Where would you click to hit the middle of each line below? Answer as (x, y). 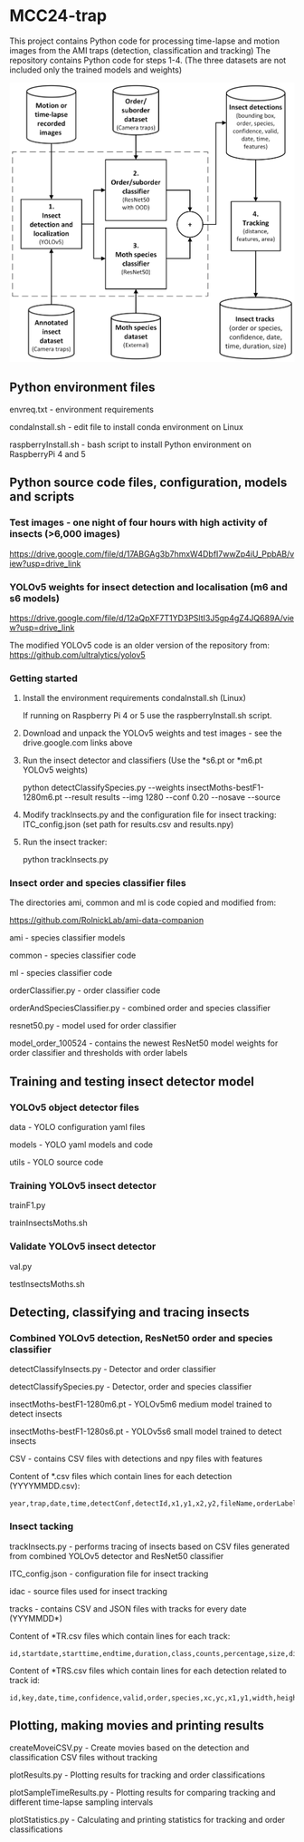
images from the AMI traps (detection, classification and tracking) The (140, 50)
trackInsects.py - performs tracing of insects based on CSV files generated (150, 1546)
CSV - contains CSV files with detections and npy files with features (136, 1459)
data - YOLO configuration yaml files (77, 1127)
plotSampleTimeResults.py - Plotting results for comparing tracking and (142, 1792)
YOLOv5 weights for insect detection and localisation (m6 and (148, 587)
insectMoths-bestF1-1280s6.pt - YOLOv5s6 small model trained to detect (146, 1432)
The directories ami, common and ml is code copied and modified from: (143, 902)
